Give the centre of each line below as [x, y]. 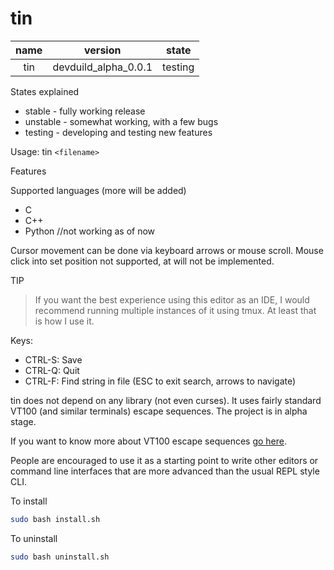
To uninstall [34, 538]
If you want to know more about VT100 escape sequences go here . [149, 441]
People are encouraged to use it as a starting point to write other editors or [164, 460]
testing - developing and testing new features [118, 132]
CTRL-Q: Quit [52, 370]
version [103, 50]
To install [29, 501]
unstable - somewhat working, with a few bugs [121, 121]
